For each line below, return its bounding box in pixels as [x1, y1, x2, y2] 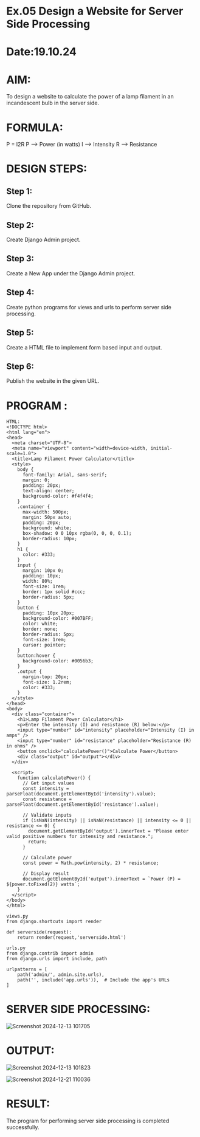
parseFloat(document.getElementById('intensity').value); [6, 791, 156, 797]
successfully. [6, 1124, 40, 1131]
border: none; [22, 626, 59, 633]
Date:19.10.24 [6, 45, 77, 59]
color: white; [22, 621, 59, 627]
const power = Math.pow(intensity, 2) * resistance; [22, 860, 159, 867]
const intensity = [22, 786, 69, 792]
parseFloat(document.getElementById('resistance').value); [6, 802, 159, 808]
